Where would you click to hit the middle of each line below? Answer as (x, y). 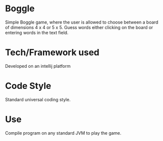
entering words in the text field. (37, 32)
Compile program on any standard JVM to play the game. (63, 133)
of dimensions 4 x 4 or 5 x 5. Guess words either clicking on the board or (79, 27)
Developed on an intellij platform (38, 66)
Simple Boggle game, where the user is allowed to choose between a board (82, 22)
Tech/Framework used (52, 53)
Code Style (28, 86)
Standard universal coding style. (38, 99)
